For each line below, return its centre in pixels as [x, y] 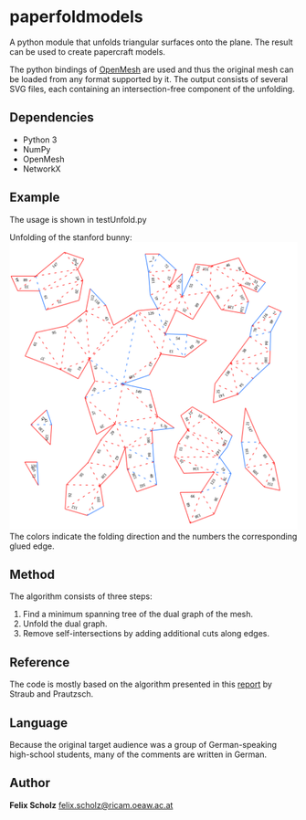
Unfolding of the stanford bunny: [71, 237]
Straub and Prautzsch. [52, 694]
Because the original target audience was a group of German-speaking [143, 745]
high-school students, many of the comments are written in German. [138, 754]
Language [39, 723]
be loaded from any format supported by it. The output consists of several [149, 79]
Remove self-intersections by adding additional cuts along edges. [146, 634]
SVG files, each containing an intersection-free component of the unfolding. [152, 89]
